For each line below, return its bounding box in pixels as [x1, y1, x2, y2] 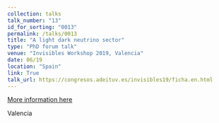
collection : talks [7, 10, 61, 18]
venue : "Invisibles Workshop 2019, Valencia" [7, 50, 143, 57]
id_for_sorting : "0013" [7, 23, 78, 30]
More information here [7, 95, 73, 104]
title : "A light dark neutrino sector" [7, 37, 125, 44]
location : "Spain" [7, 63, 61, 70]
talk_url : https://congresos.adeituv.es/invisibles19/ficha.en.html [7, 76, 213, 83]
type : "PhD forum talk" [7, 43, 78, 50]
